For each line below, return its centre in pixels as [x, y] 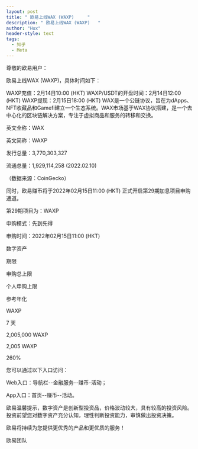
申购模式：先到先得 [30, 223]
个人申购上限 [22, 286]
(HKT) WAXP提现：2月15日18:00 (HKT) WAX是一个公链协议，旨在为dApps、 [99, 100]
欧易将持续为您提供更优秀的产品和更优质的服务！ [66, 428]
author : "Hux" [24, 28]
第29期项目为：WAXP [33, 210]
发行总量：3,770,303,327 [37, 153]
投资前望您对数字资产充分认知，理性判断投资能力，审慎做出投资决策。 [92, 415]
